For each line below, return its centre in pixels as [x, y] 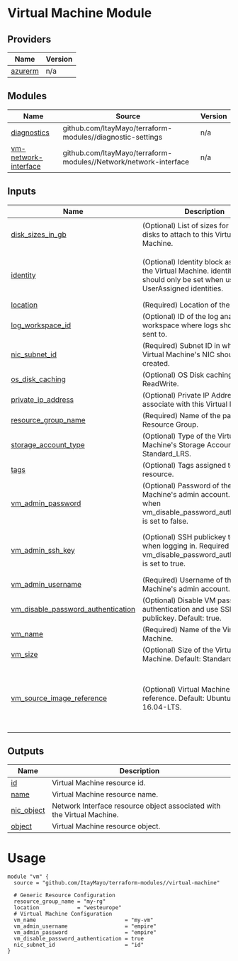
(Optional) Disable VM [179, 600]
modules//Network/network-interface [126, 162]
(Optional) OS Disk [173, 375]
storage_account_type [48, 444]
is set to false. [165, 521]
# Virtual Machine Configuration [63, 914]
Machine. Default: [171, 658]
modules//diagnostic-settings [113, 137]
